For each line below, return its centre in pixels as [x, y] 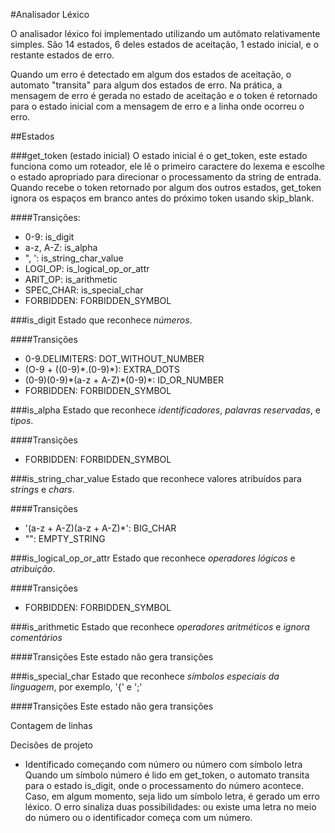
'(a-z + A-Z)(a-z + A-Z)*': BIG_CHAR [100, 528]
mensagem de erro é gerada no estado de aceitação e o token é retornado [164, 95]
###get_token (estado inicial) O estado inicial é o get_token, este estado [159, 155]
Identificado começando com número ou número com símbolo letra [163, 764]
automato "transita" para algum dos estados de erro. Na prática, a [146, 85]
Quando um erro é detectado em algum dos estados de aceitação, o [151, 74]
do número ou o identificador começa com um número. [138, 817]
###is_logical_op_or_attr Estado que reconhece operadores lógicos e [153, 558]
